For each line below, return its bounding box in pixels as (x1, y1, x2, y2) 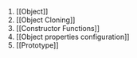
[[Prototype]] (15, 41, 59, 50)
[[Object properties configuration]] (15, 32, 130, 41)
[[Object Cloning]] (15, 15, 76, 25)
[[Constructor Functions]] (15, 24, 100, 33)
